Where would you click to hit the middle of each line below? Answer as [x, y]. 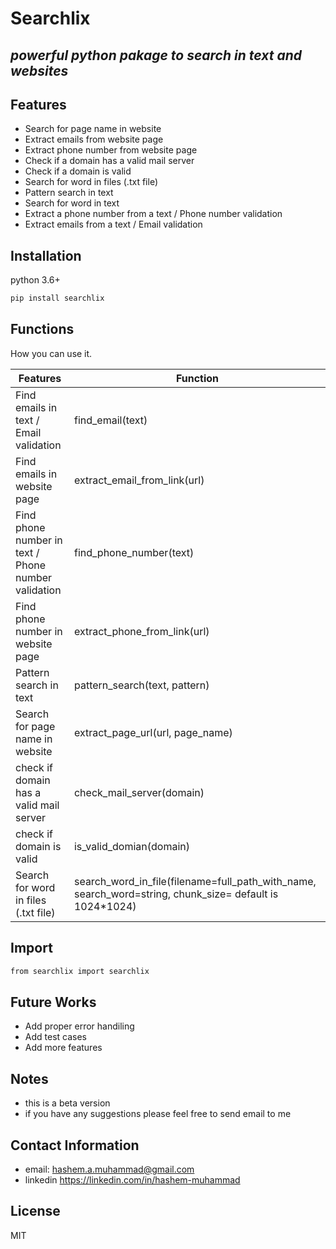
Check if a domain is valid [78, 171]
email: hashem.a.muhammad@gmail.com [109, 1169]
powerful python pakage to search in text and [156, 55]
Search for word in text [72, 203]
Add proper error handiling [79, 1026]
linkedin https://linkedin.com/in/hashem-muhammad [132, 1180]
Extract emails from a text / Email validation [113, 224]
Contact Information [75, 1145]
